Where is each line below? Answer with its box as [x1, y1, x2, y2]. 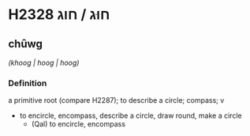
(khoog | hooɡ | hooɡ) [8, 58, 80, 67]
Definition [8, 77, 47, 89]
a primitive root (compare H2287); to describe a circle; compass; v [8, 96, 225, 105]
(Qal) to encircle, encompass [31, 119, 126, 129]
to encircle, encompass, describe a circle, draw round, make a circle [19, 111, 242, 120]
